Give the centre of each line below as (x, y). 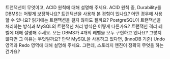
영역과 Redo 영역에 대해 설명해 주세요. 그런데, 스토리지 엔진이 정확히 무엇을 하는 (84, 45)
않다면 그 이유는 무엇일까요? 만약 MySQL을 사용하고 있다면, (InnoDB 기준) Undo (85, 39)
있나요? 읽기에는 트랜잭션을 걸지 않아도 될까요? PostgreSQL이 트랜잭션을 (89, 20)
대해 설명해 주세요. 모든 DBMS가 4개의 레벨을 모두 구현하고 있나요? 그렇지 (88, 33)
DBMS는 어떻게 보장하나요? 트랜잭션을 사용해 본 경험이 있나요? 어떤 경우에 (79, 14)
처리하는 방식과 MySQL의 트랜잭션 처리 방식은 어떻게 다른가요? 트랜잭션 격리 (81, 26)
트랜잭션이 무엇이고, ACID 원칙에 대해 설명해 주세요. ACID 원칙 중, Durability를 (83, 7)
